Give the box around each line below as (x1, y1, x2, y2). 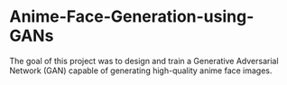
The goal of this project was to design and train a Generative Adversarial (9, 55, 279, 66)
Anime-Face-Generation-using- (9, 6, 255, 27)
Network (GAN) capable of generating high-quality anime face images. (9, 65, 273, 76)
